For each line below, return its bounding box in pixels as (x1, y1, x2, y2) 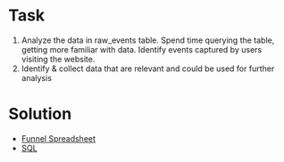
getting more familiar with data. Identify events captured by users (21, 44, 263, 54)
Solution (8, 104, 72, 125)
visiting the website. (21, 53, 96, 64)
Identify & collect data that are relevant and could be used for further (21, 63, 275, 74)
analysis (21, 72, 53, 83)
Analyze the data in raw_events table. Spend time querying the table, (21, 35, 275, 45)
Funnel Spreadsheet (21, 133, 96, 143)
